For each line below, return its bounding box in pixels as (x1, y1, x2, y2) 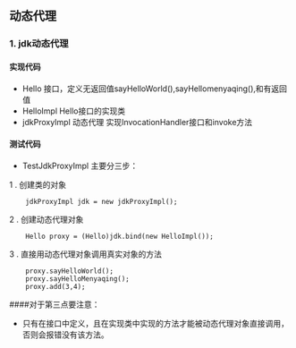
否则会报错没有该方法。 (21, 329, 109, 340)
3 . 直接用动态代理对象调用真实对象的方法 (9, 249, 163, 259)
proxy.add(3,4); (25, 282, 87, 291)
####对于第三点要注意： (9, 299, 100, 310)
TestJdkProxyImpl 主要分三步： (21, 160, 139, 171)
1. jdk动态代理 (9, 38, 69, 50)
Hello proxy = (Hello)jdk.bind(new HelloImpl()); (25, 232, 215, 241)
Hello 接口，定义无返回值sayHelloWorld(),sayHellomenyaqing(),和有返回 (21, 83, 288, 94)
